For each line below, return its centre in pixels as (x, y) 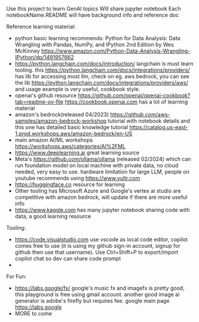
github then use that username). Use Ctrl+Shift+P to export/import (97, 252)
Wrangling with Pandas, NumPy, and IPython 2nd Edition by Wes (94, 45)
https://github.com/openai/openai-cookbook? (134, 95)
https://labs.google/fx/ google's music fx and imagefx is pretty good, (100, 288)
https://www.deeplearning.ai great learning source (77, 153)
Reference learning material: (41, 27)
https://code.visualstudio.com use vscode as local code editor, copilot (101, 239)
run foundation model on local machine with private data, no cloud (97, 165)
